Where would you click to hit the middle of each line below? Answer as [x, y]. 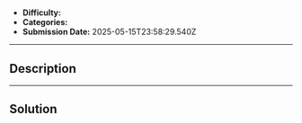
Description [43, 69]
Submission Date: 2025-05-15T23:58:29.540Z [109, 32]
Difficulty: [41, 13]
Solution [33, 109]
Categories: [45, 22]
